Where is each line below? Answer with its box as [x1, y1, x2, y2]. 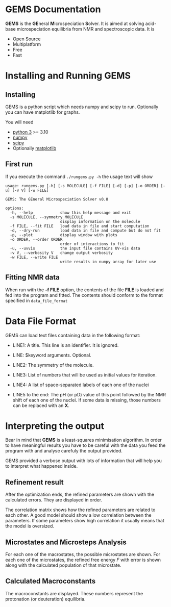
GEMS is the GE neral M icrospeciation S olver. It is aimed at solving [5, 20, 144, 27]
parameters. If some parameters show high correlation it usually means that [5, 518, 164, 524]
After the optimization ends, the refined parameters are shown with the [5, 491, 155, 498]
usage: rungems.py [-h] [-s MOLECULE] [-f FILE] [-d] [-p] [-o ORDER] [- [5, 183, 166, 188]
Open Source [12, 36, 41, 42]
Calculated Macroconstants [5, 577, 96, 586]
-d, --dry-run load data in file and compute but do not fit [10, 228, 161, 233]
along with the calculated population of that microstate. [5, 562, 121, 568]
